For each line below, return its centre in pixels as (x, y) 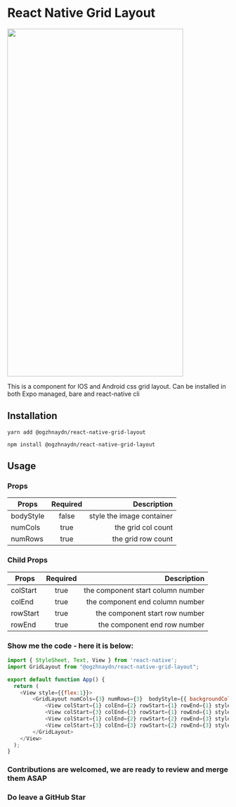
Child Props (27, 560)
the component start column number (144, 590)
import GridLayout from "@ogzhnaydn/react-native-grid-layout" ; (103, 667)
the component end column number (145, 601)
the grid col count (144, 527)
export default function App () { (56, 680)
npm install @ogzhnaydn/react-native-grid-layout (81, 444)
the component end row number (151, 625)
